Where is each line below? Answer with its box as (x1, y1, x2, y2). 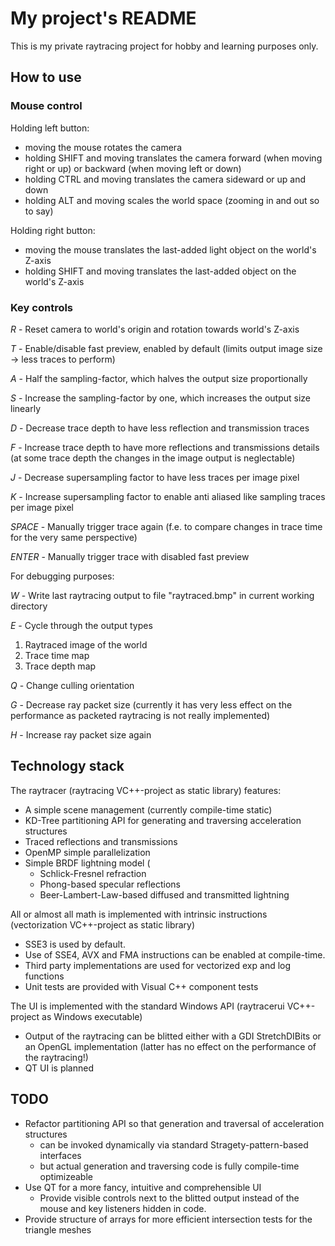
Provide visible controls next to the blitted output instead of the (39, 1192, 300, 1204)
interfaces (39, 1149, 82, 1161)
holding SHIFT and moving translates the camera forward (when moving (24, 152, 323, 164)
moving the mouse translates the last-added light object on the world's (24, 243, 317, 256)
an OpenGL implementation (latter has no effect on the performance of (24, 1040, 317, 1052)
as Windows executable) (41, 1010, 143, 1022)
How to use (10, 69, 82, 86)
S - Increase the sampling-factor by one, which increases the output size (10, 392, 312, 404)
